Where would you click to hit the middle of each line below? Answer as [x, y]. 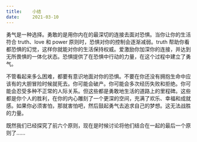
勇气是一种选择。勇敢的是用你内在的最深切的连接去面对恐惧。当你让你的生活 [98, 34]
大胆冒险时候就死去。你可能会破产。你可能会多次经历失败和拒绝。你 [103, 83]
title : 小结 [24, 11]
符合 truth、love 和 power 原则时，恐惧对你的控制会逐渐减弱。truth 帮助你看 [98, 42]
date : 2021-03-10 [33, 17]
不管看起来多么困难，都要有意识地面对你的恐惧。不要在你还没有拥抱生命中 [96, 76]
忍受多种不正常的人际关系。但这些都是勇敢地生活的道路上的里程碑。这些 [103, 91]
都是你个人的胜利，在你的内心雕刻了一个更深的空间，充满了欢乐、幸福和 [93, 98]
